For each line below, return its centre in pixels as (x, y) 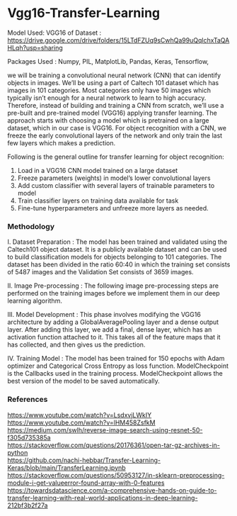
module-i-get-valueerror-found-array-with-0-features (86, 483)
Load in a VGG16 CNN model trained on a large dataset (98, 170)
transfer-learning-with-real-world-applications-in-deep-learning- (103, 498)
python (18, 452)
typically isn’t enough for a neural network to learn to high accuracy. (107, 98)
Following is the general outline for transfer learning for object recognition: (116, 157)
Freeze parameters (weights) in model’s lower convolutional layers (114, 178)
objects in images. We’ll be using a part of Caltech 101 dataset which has (113, 82)
